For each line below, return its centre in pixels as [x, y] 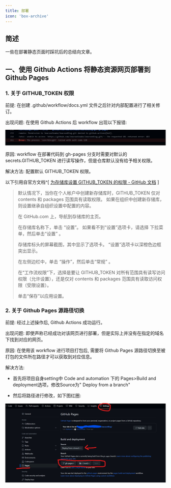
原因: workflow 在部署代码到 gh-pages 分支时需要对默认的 [66, 154]
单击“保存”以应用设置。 [42, 296]
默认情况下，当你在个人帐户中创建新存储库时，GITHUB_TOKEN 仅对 [89, 193]
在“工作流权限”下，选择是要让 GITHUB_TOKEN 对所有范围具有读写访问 [91, 272]
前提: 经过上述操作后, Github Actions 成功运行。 [55, 323]
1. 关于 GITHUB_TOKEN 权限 [40, 93]
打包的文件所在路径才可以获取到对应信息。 [50, 357]
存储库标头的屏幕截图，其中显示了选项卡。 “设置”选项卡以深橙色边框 [90, 244]
